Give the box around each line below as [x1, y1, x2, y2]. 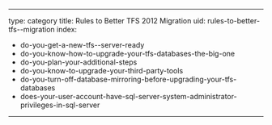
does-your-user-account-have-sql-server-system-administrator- [19, 92, 237, 101]
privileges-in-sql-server [19, 100, 100, 110]
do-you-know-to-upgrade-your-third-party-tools [19, 66, 184, 75]
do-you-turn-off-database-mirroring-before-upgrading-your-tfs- [19, 74, 237, 84]
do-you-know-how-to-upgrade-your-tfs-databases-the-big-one [19, 49, 236, 58]
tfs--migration [8, 25, 55, 34]
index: [56, 25, 78, 34]
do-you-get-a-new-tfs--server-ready [19, 40, 145, 49]
